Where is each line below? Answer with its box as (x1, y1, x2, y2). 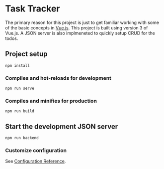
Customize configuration (5, 147, 67, 154)
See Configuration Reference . (5, 158, 66, 165)
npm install (5, 63, 30, 68)
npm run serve (5, 86, 35, 91)
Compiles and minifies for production (5, 97, 97, 104)
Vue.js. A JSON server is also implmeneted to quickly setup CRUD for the (5, 30, 155, 36)
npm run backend (5, 136, 39, 141)
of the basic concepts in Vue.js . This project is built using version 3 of (5, 24, 148, 30)
